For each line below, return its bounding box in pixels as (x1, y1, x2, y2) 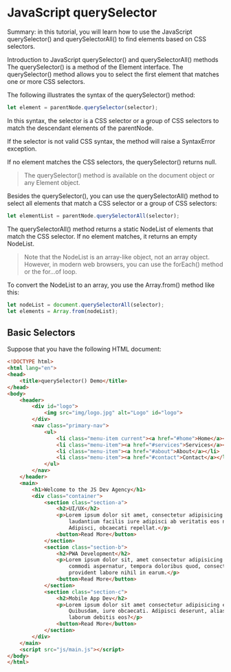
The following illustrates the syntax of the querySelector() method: (7, 91, 196, 99)
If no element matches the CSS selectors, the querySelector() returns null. (7, 158, 217, 166)
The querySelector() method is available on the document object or (23, 171, 215, 180)
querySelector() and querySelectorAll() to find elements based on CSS (7, 34, 206, 43)
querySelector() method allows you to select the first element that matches (7, 70, 219, 78)
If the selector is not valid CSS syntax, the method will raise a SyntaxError (7, 137, 216, 145)
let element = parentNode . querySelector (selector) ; (7, 104, 158, 111)
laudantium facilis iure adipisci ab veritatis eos (68, 518, 220, 525)
